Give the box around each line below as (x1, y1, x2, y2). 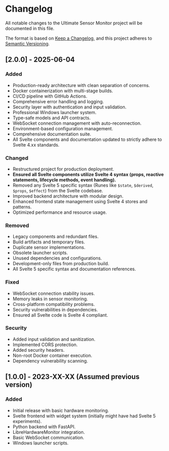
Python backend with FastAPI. (12, 424, 76, 430)
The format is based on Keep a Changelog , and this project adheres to (5, 35, 152, 41)
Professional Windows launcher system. (12, 109, 97, 115)
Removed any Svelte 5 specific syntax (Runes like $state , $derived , (12, 182, 154, 188)
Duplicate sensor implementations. (12, 244, 85, 250)
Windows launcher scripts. (12, 440, 69, 446)
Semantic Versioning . (5, 40, 50, 46)
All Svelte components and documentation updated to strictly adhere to (12, 136, 162, 143)
